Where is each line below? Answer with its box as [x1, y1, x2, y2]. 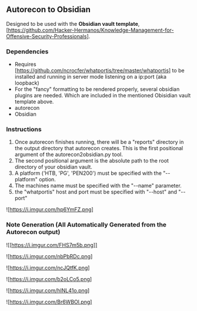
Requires [14, 61, 36, 68]
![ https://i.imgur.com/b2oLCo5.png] [6, 275, 92, 282]
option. [39, 176, 56, 183]
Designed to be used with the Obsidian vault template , [6, 20, 140, 27]
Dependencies [6, 47, 49, 55]
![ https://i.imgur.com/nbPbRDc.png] [6, 252, 93, 260]
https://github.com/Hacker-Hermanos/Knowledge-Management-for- [8, 26, 175, 33]
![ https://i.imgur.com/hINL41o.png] [6, 287, 90, 294]
